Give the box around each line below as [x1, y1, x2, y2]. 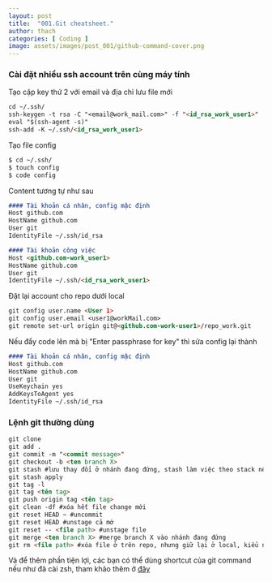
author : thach [8, 27, 57, 35]
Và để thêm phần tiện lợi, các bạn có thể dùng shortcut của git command [8, 555, 252, 565]
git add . [8, 443, 42, 451]
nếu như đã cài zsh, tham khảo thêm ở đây [8, 564, 151, 574]
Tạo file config [8, 140, 57, 150]
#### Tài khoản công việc [8, 246, 96, 254]
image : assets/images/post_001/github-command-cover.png [8, 42, 205, 50]
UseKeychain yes [8, 382, 63, 390]
